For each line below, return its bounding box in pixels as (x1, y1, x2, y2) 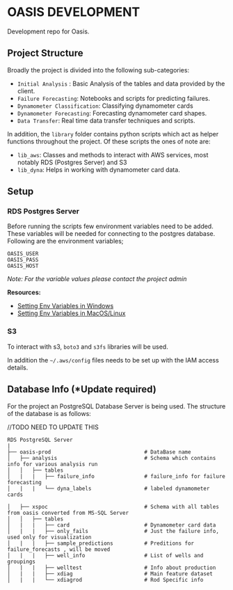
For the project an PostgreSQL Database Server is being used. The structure (7, 401, 226, 410)
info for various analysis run (7, 461, 98, 468)
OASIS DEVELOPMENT (7, 4, 140, 20)
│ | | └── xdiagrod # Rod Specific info (7, 576, 204, 583)
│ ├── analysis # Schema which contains (7, 454, 216, 461)
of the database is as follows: (7, 409, 92, 417)
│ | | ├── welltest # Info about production (7, 564, 216, 571)
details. (7, 363, 29, 372)
